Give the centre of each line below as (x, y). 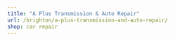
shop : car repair (33, 26)
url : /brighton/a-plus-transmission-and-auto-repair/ (88, 20)
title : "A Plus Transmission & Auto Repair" (73, 14)
